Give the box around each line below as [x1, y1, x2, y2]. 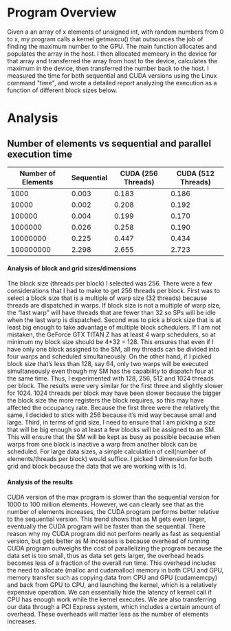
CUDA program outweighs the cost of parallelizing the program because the [7, 544, 223, 553]
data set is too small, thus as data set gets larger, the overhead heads [7, 552, 204, 560]
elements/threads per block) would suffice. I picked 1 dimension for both [7, 455, 212, 463]
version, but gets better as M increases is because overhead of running [7, 537, 210, 545]
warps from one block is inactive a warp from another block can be [7, 440, 197, 449]
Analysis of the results [7, 478, 74, 486]
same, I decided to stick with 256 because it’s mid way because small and [7, 411, 217, 419]
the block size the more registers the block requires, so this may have [7, 396, 204, 405]
